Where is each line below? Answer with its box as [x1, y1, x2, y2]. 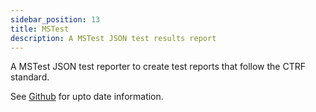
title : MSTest [10, 24, 70, 34]
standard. [10, 71, 50, 83]
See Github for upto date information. [10, 91, 164, 103]
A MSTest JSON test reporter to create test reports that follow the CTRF [10, 61, 306, 73]
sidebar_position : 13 [10, 14, 101, 25]
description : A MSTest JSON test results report [10, 33, 217, 43]
